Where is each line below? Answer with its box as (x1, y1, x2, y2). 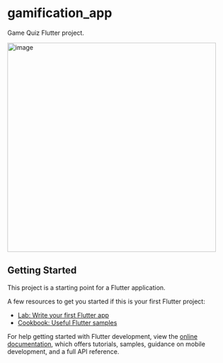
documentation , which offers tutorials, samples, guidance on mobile (7, 340, 205, 348)
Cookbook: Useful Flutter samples (17, 318, 118, 327)
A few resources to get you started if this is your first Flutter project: (7, 297, 205, 305)
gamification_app (7, 5, 113, 21)
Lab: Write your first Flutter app (17, 310, 110, 319)
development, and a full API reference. (7, 347, 120, 356)
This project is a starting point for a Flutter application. (7, 283, 166, 292)
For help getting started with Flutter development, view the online (7, 332, 198, 340)
